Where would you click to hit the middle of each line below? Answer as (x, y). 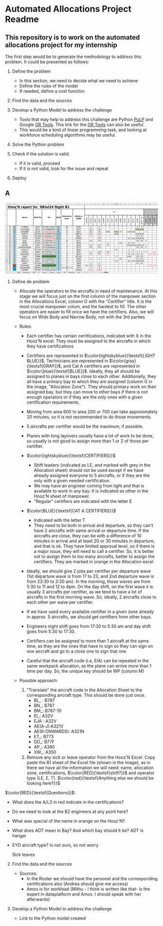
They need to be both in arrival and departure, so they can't (94, 525)
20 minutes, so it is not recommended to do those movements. (89, 417)
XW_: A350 (45, 752)
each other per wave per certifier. (60, 602)
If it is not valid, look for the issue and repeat (64, 168)
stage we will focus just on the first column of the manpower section (88, 296)
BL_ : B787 (44, 700)
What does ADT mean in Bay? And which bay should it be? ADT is (78, 830)
